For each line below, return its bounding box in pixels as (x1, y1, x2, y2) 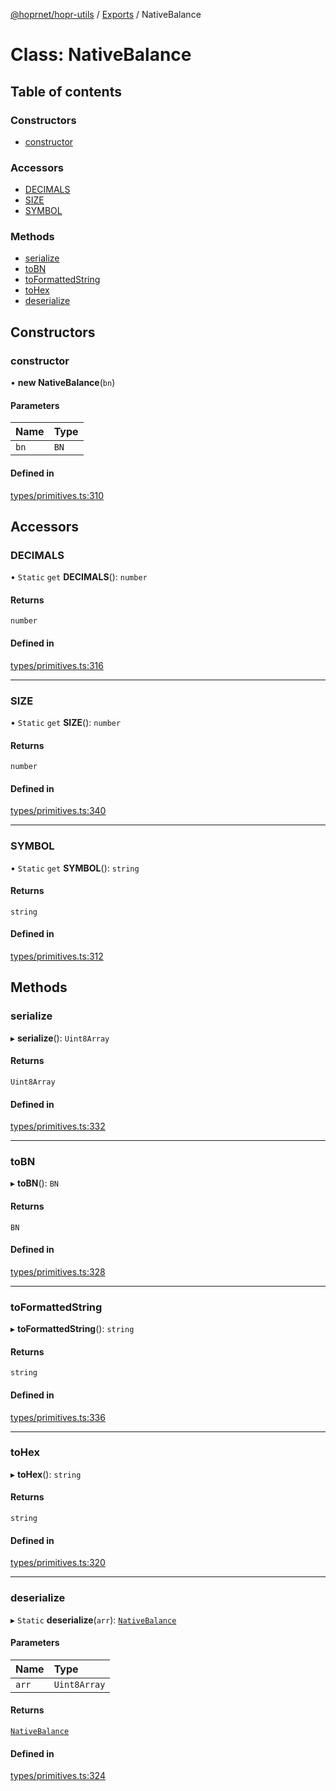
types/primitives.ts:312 (10, 950, 104, 963)
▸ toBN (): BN (10, 1177, 59, 1189)
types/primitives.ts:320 (10, 1557, 106, 1569)
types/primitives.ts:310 (10, 489, 105, 501)
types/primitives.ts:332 (10, 1120, 106, 1133)
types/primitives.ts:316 (10, 659, 104, 671)
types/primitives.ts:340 (10, 805, 107, 817)
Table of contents (10, 83, 122, 100)
